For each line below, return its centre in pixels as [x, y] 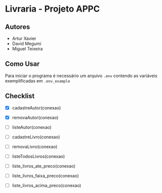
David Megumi [27, 44]
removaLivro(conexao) [35, 146]
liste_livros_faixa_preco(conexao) [45, 176]
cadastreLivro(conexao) [36, 137]
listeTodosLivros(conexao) [38, 156]
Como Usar [22, 64]
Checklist [20, 96]
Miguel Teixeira [27, 49]
